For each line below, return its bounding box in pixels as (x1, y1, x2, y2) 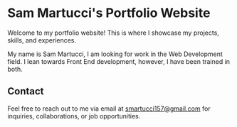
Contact (7, 85, 44, 97)
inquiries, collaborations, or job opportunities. (7, 111, 141, 120)
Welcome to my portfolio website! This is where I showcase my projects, (7, 28, 219, 37)
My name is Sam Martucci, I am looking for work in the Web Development (7, 50, 223, 58)
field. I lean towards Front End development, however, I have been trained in (7, 57, 230, 65)
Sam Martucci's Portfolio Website (7, 5, 211, 21)
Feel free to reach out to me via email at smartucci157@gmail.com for (7, 104, 211, 113)
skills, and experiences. (7, 35, 77, 44)
